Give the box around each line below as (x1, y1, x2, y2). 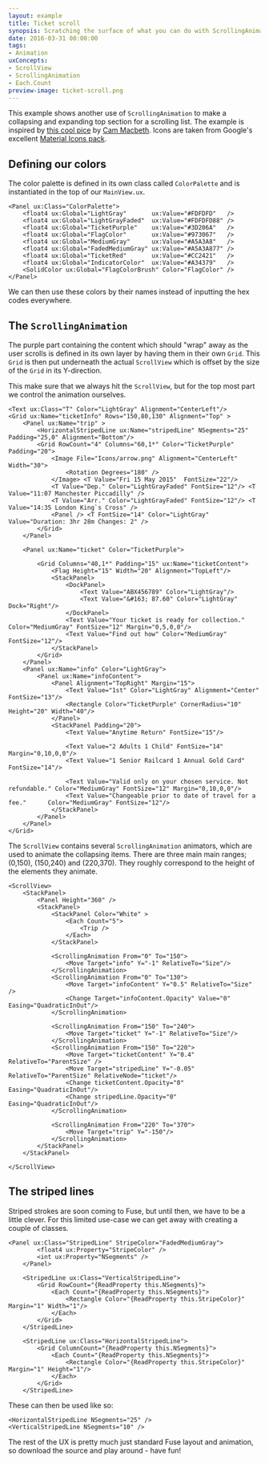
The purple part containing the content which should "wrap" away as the (8, 340, 248, 349)
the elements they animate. (8, 866, 98, 876)
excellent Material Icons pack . (8, 134, 107, 144)
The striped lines (8, 1185, 94, 1199)
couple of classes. (8, 1223, 69, 1233)
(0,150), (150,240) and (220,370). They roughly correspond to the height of (8, 858, 255, 867)
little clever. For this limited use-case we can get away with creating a (8, 1214, 239, 1225)
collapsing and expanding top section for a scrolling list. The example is (8, 117, 244, 127)
